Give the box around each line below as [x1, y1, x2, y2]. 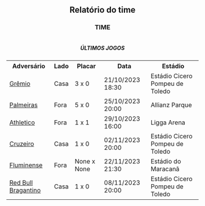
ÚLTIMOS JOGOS [80, 44, 125, 52]
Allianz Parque [150, 101, 192, 109]
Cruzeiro [9, 140, 35, 148]
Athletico [9, 118, 35, 127]
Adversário [12, 62, 46, 70]
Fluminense [9, 161, 43, 169]
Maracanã [150, 165, 180, 173]
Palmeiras [9, 101, 38, 109]
